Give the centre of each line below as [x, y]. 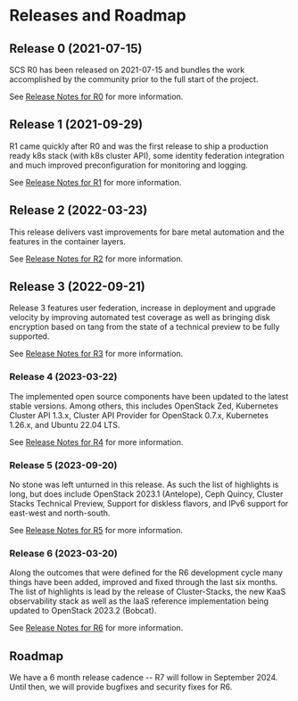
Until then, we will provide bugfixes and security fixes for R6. [121, 687]
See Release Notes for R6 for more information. [96, 628]
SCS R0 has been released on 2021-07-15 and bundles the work [127, 70]
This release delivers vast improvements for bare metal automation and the [147, 232]
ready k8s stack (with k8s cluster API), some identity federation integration [147, 155]
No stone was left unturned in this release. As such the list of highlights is [144, 485]
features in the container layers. [68, 241]
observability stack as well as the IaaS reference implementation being [139, 601]
